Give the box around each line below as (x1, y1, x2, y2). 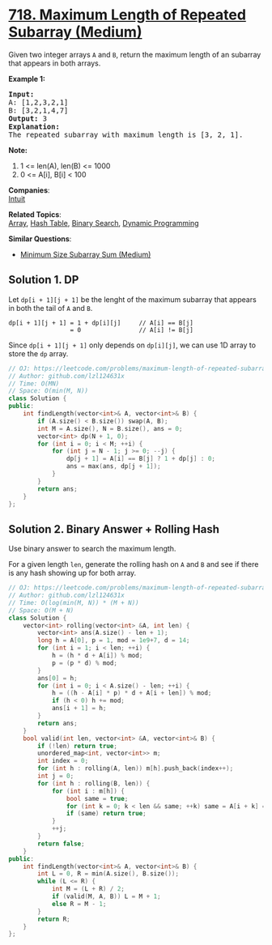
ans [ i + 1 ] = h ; (51, 704, 107, 713)
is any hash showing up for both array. (8, 568, 137, 578)
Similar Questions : (8, 233, 72, 244)
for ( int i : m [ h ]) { (51, 787, 125, 795)
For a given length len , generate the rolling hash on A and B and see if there (8, 560, 259, 569)
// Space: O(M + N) (8, 606, 74, 615)
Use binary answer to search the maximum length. (8, 544, 176, 554)
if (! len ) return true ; (37, 742, 117, 750)
